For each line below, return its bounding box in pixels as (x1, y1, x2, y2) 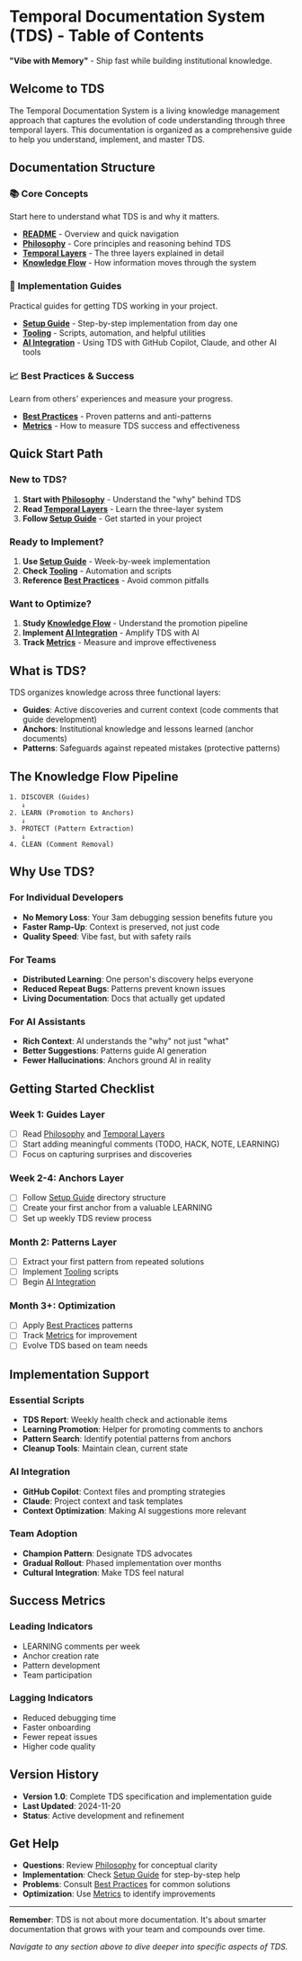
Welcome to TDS (9, 81, 105, 96)
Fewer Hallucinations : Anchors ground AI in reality (22, 1055, 211, 1066)
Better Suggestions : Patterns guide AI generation (22, 1046, 207, 1057)
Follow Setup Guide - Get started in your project (22, 513, 202, 524)
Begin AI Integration (22, 1276, 96, 1287)
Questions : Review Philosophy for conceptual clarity (22, 1860, 218, 1871)
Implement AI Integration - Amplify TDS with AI (22, 627, 200, 638)
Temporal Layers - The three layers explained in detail (22, 247, 225, 258)
